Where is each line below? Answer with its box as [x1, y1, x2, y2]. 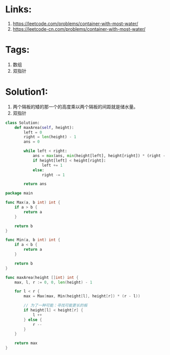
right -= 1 [41, 172, 65, 177]
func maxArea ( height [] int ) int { [5, 275, 79, 280]
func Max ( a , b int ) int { [5, 200, 60, 205]
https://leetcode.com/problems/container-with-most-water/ [12, 20, 139, 27]
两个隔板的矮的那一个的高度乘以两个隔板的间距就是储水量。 [12, 103, 138, 109]
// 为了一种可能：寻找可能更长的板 [23, 303, 88, 308]
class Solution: [5, 120, 40, 125]
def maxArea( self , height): [14, 125, 74, 130]
